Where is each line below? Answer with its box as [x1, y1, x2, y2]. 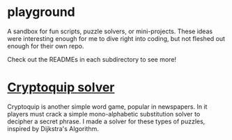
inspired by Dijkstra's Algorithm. [7, 124, 100, 132]
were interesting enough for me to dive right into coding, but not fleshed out [7, 34, 225, 42]
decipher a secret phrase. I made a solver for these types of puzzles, [7, 117, 206, 125]
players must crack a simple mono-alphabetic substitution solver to [7, 110, 201, 118]
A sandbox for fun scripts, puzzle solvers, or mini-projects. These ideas [7, 27, 213, 35]
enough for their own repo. [7, 42, 84, 50]
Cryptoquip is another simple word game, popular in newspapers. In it [7, 102, 208, 111]
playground [7, 4, 75, 20]
